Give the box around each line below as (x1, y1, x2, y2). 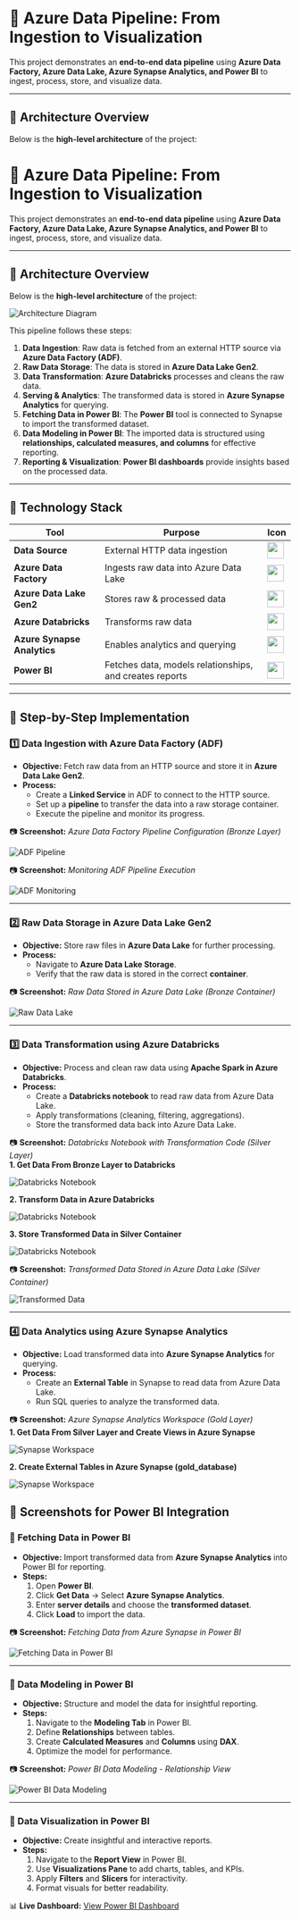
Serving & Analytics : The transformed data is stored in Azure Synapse (21, 390, 286, 400)
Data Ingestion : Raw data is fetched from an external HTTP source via (21, 342, 281, 353)
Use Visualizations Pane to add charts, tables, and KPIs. (35, 1864, 245, 1874)
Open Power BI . (35, 1580, 94, 1591)
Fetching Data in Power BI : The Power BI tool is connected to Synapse (21, 408, 283, 419)
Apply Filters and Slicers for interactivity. (35, 1873, 188, 1884)
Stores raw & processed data (104, 593, 226, 606)
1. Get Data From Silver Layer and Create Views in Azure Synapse (9, 1427, 256, 1437)
